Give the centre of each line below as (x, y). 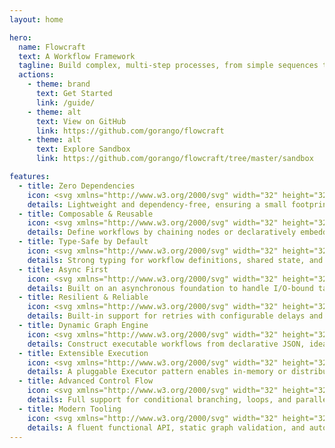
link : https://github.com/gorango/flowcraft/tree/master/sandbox (174, 159)
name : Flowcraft (52, 47)
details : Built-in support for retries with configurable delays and (175, 316)
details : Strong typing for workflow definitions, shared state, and (175, 260)
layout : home (36, 19)
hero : (20, 37)
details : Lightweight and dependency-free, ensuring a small (157, 204)
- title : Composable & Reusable (86, 214)
